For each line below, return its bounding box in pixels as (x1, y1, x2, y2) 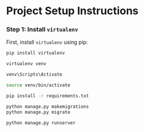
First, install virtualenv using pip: (6, 38, 88, 46)
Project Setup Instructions (6, 4, 139, 18)
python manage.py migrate (6, 109, 70, 115)
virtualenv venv (6, 61, 46, 67)
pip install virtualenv (6, 50, 65, 56)
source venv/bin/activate (6, 82, 70, 88)
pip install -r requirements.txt (6, 93, 89, 99)
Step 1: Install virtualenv (6, 25, 79, 34)
